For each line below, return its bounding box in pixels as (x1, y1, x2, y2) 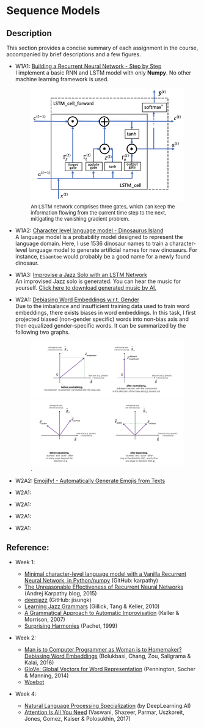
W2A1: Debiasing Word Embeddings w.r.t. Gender (15, 296, 140, 303)
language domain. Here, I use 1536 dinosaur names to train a (15, 240, 169, 247)
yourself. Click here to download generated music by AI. (15, 284, 157, 291)
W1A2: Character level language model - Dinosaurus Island (15, 227, 164, 234)
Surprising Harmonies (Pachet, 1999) (24, 622, 118, 630)
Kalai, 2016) (24, 659, 54, 666)
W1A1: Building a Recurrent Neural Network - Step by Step (15, 62, 162, 70)
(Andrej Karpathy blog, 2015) (24, 590, 97, 597)
